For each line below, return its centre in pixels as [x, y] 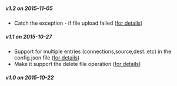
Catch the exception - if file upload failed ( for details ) [78, 23]
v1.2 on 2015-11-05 [29, 8]
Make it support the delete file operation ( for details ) [77, 64]
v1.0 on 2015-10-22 [30, 77]
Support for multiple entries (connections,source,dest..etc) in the [93, 51]
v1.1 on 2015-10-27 [29, 37]
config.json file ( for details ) [47, 57]
